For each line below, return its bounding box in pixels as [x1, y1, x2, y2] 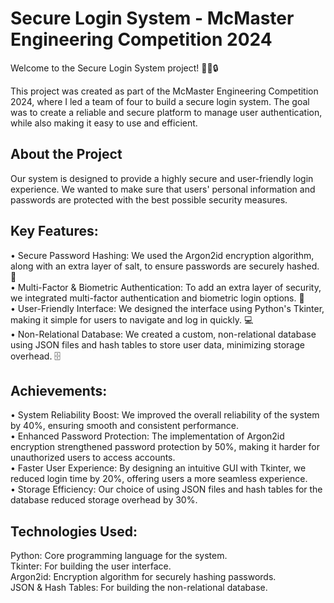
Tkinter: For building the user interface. [10, 560, 172, 572]
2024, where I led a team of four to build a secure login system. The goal [10, 95, 310, 107]
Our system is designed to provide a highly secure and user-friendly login [10, 172, 314, 184]
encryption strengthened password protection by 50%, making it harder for [10, 441, 321, 453]
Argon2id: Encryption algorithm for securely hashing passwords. [10, 571, 277, 583]
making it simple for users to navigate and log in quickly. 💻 [10, 313, 254, 326]
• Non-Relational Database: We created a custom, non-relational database [10, 328, 317, 340]
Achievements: [10, 382, 108, 399]
